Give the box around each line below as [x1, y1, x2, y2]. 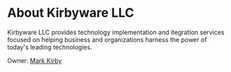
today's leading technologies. [7, 43, 92, 51]
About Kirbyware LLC [7, 5, 134, 21]
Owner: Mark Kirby [7, 56, 62, 64]
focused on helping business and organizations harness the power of [7, 35, 207, 43]
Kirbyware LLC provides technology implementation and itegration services [7, 28, 225, 36]
